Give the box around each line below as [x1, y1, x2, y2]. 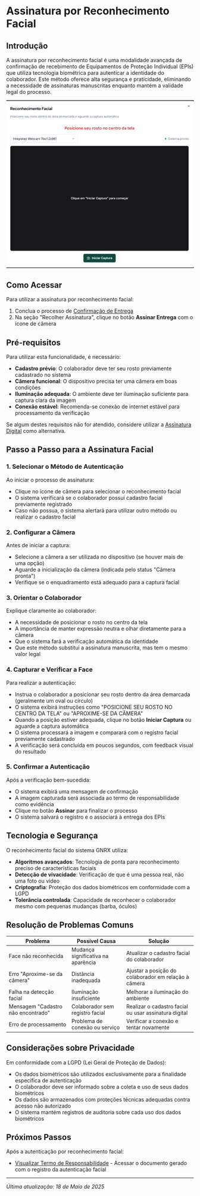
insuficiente [71, 994, 100, 1002]
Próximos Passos [6, 1132, 71, 1142]
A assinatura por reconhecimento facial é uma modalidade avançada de [6, 57, 183, 63]
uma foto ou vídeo [14, 877, 60, 884]
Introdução [6, 41, 48, 51]
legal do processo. [6, 89, 52, 95]
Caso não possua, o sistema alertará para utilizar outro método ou [14, 507, 177, 514]
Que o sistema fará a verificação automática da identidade [14, 638, 159, 645]
